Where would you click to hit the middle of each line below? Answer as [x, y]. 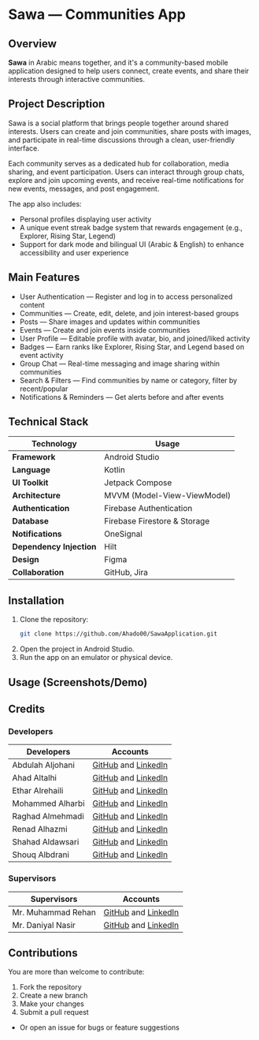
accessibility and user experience [74, 252]
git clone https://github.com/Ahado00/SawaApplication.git [118, 634]
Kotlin [115, 470]
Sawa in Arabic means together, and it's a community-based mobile [118, 62]
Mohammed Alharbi [48, 803]
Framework [34, 457]
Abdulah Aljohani [43, 765]
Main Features [44, 278]
